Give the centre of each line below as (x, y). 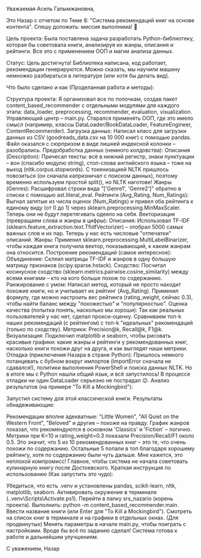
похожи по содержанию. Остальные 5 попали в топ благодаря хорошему (100, 448)
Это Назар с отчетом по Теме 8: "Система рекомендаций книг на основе (100, 20)
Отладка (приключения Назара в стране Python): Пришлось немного (95, 355)
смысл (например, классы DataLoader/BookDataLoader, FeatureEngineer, (99, 125)
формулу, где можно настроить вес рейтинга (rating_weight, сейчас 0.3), (100, 297)
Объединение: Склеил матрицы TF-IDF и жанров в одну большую (91, 259)
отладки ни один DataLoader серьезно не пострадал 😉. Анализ (88, 380)
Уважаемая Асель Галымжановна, (50, 9)
